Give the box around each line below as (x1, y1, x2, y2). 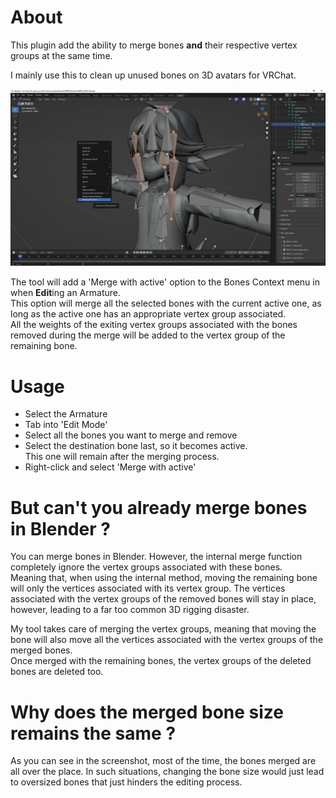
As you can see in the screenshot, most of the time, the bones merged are (10, 755, 317, 767)
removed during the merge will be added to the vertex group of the (10, 329, 286, 341)
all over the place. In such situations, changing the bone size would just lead (10, 766, 325, 778)
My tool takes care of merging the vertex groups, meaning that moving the (10, 623, 317, 635)
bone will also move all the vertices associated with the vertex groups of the (10, 634, 324, 646)
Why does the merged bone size (10, 701, 284, 723)
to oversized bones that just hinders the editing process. (10, 776, 243, 788)
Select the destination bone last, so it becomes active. (24, 440, 248, 452)
